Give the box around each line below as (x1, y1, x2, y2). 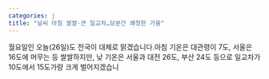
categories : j (8, 11, 56, 20)
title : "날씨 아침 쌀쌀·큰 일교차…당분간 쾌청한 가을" (8, 19, 165, 27)
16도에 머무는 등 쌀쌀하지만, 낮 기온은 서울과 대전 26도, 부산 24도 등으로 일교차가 (8, 52, 261, 61)
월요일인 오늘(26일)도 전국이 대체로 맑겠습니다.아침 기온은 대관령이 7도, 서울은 (8, 41, 253, 52)
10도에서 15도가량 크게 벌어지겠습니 (8, 61, 119, 72)
